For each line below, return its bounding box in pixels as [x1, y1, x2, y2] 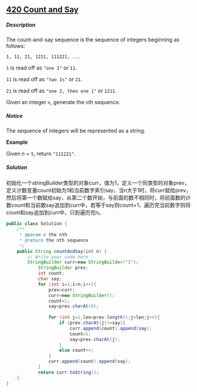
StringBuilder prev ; [37, 265, 89, 271]
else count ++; [59, 348, 94, 354]
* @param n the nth [19, 232, 67, 238]
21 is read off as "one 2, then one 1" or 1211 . [6, 87, 117, 94]
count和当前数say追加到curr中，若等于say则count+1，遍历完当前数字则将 [11, 201, 191, 209]
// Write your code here [27, 254, 89, 260]
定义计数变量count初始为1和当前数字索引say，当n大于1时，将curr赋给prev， [6, 187, 192, 194]
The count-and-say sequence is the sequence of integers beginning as [6, 36, 180, 43]
